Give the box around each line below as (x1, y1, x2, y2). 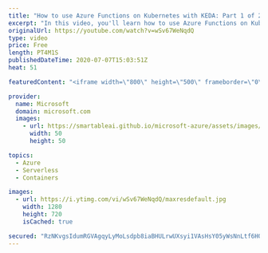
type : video (8, 34, 48, 42)
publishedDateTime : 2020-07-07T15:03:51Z (8, 57, 148, 65)
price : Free (8, 42, 48, 49)
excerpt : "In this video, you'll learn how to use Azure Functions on (8, 19, 248, 27)
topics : (8, 151, 34, 160)
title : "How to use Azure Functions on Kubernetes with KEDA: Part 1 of (8, 11, 255, 20)
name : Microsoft (15, 100, 69, 108)
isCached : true (22, 217, 73, 226)
